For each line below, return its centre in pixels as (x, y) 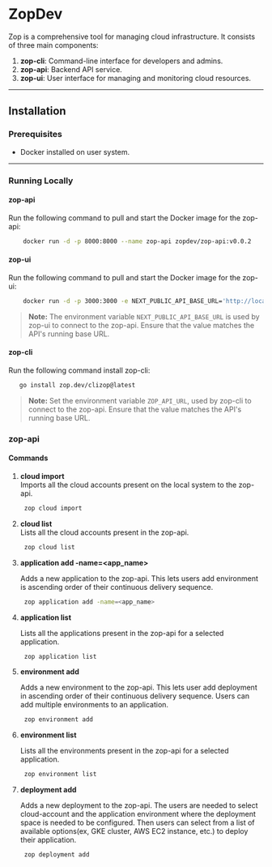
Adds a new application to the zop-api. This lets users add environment (139, 578)
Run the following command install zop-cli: (79, 370)
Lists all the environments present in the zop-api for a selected (124, 751)
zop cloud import (53, 508)
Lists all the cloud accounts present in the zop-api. (104, 532)
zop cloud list (49, 547)
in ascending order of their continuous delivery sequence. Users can (134, 696)
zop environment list (60, 775)
